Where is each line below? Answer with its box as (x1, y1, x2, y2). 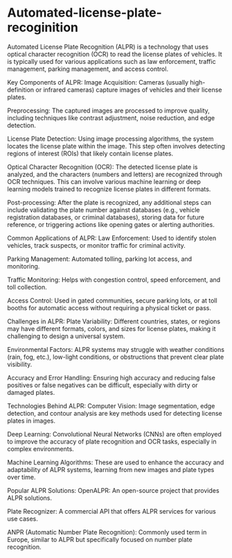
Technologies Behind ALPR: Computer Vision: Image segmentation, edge (7, 401, 215, 410)
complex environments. (7, 444, 74, 453)
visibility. (7, 360, 33, 369)
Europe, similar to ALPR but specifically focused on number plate (7, 535, 193, 543)
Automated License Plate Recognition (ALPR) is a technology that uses (7, 42, 209, 51)
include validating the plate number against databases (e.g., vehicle (7, 205, 200, 214)
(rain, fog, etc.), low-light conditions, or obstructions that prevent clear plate (7, 353, 224, 361)
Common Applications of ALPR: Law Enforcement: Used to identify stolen (7, 234, 217, 242)
